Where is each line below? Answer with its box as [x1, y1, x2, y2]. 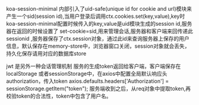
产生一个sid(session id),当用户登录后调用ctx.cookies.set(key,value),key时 [6, 13, 185, 20]
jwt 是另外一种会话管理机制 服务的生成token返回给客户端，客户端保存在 [6, 63, 181, 70]
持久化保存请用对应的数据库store [6, 50, 87, 57]
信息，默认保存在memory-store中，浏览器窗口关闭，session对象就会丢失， [6, 42, 190, 50]
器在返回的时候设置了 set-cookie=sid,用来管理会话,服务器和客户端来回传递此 [6, 27, 193, 35]
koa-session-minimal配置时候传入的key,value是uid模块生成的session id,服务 [6, 20, 192, 27]
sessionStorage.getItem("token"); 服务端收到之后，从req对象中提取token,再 [6, 85, 191, 92]
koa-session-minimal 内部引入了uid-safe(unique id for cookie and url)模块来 [6, 5, 192, 12]
